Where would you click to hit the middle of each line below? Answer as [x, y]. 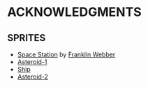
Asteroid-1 [32, 62]
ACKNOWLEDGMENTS [74, 12]
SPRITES [27, 38]
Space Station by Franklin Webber [66, 54]
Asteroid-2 [33, 77]
